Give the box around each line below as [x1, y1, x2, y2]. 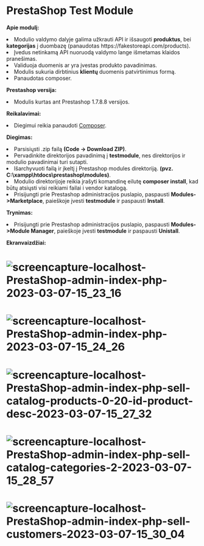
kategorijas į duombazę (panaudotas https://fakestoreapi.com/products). [6, 42, 191, 49]
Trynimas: [6, 208, 33, 216]
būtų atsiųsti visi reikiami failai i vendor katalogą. [6, 184, 128, 191]
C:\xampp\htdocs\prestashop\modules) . [6, 171, 111, 179]
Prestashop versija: [6, 86, 57, 93]
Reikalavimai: [6, 110, 41, 117]
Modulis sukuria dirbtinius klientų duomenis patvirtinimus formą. [14, 68, 177, 75]
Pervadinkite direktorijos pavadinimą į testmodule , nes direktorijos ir [14, 152, 186, 159]
